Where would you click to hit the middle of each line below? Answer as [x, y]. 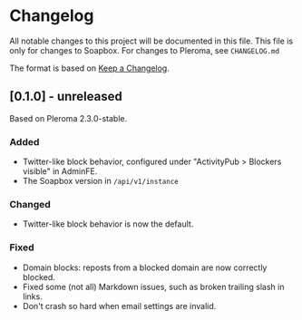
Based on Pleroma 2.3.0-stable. [68, 118]
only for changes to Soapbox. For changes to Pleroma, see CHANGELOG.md [144, 50]
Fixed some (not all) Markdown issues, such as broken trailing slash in [153, 286]
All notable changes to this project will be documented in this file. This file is [151, 41]
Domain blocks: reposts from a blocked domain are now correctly [145, 267]
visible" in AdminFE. [60, 171]
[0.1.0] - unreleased [66, 97]
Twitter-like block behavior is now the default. [108, 224]
